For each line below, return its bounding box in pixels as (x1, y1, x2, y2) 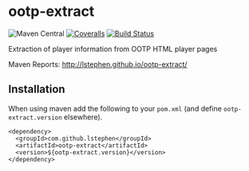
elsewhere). (63, 112, 103, 122)
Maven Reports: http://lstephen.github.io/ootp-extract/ (8, 59, 188, 69)
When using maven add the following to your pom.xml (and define (8, 103, 222, 113)
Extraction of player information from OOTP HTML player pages (8, 44, 218, 53)
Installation (8, 83, 65, 96)
